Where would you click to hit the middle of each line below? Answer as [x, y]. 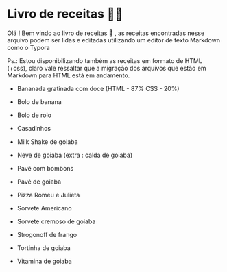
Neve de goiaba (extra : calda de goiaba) [75, 155]
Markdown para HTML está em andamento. [69, 75]
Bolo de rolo [34, 115]
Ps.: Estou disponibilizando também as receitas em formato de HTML [105, 60]
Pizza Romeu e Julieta [48, 195]
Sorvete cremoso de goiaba [56, 221]
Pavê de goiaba [39, 182]
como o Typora [28, 47]
